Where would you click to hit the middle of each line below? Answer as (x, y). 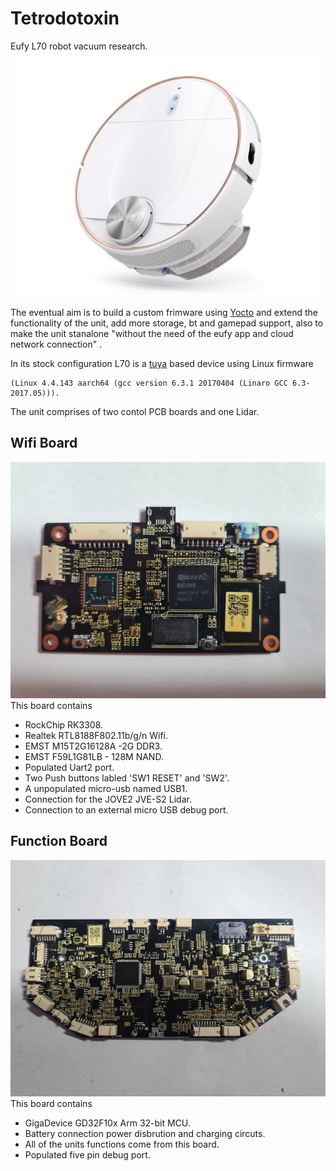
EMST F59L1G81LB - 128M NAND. (94, 756)
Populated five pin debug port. (87, 1154)
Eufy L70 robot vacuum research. (79, 46)
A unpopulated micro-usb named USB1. (106, 788)
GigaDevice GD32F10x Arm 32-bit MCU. (107, 1123)
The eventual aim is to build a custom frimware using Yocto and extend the (164, 312)
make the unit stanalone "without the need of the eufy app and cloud (152, 333)
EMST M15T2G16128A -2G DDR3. (93, 746)
